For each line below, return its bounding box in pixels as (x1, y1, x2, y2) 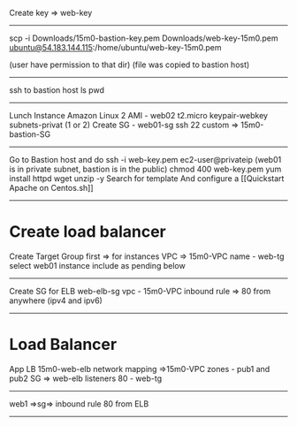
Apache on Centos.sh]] (9, 183, 95, 193)
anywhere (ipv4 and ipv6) (9, 295, 103, 306)
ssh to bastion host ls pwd (9, 85, 104, 95)
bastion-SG (9, 129, 51, 140)
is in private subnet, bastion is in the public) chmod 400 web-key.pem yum (9, 164, 282, 174)
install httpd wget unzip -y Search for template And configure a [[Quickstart (9, 173, 285, 184)
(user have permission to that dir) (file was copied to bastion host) (9, 59, 250, 70)
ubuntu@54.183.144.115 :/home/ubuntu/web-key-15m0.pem (9, 42, 223, 52)
